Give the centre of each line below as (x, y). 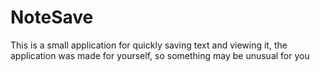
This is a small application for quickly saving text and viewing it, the (149, 45)
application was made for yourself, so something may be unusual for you (160, 55)
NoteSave (52, 17)
